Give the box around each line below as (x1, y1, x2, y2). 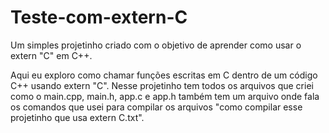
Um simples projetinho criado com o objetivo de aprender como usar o (10, 39, 302, 51)
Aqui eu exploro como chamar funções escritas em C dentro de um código (10, 69, 318, 81)
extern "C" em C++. (10, 49, 93, 61)
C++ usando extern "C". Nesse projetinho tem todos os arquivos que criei (10, 79, 314, 91)
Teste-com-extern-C (10, 6, 188, 29)
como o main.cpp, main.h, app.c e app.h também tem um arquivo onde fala (10, 90, 320, 102)
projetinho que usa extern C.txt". (10, 111, 145, 123)
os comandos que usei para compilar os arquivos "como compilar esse (10, 101, 303, 113)
